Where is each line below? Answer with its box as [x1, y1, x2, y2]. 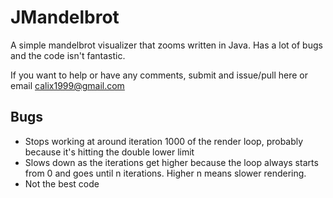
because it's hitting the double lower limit [24, 146, 195, 158]
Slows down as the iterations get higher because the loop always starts [24, 156, 319, 168]
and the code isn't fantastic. [10, 49, 126, 61]
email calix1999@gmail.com [10, 79, 125, 91]
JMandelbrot [10, 6, 120, 29]
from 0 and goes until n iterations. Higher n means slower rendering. [24, 167, 307, 179]
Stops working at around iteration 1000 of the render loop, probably [24, 135, 304, 147]
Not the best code [24, 177, 100, 190]
